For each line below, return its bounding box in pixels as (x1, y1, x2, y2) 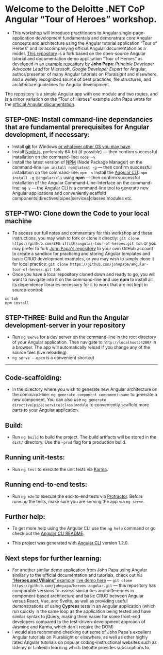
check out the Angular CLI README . (12, 530, 85, 536)
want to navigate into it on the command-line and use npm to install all (12, 276, 153, 282)
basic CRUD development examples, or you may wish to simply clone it (12, 255, 154, 261)
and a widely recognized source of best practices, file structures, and (12, 76, 151, 82)
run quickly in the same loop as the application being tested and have (12, 608, 151, 614)
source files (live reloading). (12, 349, 68, 356)
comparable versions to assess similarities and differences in (12, 588, 134, 594)
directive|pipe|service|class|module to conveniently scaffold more (12, 402, 149, 408)
